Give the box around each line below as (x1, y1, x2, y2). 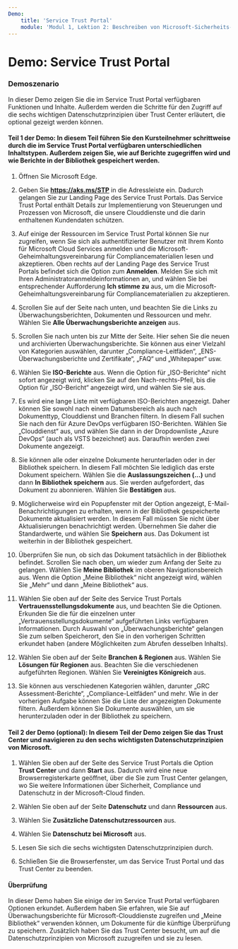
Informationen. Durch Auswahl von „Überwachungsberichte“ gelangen (18, 625, 224, 633)
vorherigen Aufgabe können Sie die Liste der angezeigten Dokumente (18, 697, 222, 705)
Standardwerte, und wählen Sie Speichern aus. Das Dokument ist (18, 529, 210, 538)
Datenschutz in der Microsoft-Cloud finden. (18, 789, 145, 797)
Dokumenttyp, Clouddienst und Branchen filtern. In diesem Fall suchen (18, 412, 225, 420)
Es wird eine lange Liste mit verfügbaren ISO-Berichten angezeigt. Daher (18, 397, 230, 406)
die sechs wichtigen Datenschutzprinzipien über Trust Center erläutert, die (8, 110, 225, 119)
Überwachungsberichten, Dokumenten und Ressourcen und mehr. (18, 311, 212, 319)
